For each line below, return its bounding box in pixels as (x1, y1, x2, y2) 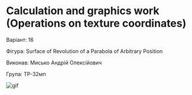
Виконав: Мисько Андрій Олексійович (6, 59, 102, 66)
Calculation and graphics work (6, 4, 160, 18)
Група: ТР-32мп (6, 70, 46, 77)
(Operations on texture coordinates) (6, 17, 187, 30)
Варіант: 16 (6, 36, 34, 43)
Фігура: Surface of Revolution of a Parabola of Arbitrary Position (6, 47, 163, 54)
